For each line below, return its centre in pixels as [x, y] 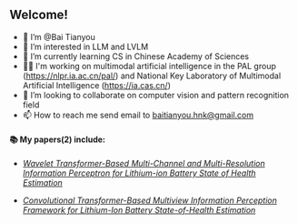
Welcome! [39, 15]
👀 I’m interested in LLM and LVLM [85, 46]
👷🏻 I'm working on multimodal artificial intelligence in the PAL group [149, 66]
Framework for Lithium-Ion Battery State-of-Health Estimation [139, 210]
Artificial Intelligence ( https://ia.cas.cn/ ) [96, 85]
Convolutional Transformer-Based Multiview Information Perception [149, 200]
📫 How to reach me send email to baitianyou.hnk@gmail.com [138, 115]
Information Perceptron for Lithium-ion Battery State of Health [139, 173]
